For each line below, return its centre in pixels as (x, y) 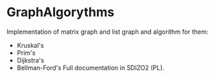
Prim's (26, 53)
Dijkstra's (31, 60)
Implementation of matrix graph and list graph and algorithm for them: (107, 32)
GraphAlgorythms (60, 12)
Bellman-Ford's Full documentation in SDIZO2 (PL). (90, 67)
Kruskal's (30, 45)
